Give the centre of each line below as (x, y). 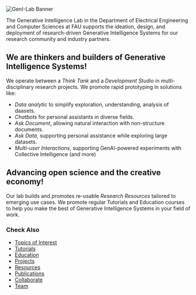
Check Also (23, 229)
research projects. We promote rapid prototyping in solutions (109, 87)
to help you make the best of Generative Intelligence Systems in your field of (98, 208)
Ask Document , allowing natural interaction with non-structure (90, 123)
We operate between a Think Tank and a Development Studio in (83, 80)
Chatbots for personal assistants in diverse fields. (74, 116)
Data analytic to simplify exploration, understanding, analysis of (92, 104)
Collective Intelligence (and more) (55, 154)
